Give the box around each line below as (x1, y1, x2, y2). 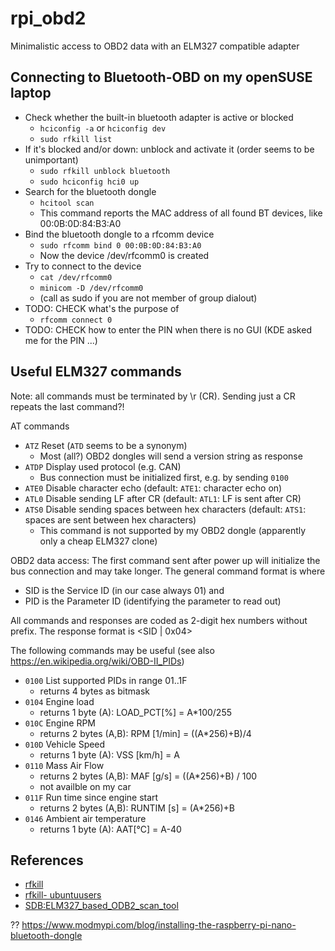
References (10, 852, 84, 869)
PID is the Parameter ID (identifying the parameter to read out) (24, 595, 282, 607)
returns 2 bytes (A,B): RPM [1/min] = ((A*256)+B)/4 (39, 727, 252, 739)
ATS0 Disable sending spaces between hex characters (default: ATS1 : (24, 503, 307, 515)
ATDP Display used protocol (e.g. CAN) (24, 460, 182, 472)
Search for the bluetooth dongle (24, 185, 157, 197)
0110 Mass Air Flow (24, 759, 105, 771)
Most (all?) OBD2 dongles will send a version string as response (39, 450, 303, 462)
